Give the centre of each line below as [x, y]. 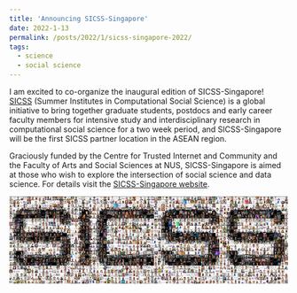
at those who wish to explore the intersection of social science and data [141, 174]
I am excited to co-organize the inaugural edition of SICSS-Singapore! [137, 92]
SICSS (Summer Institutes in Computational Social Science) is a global [137, 101]
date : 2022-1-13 [39, 28]
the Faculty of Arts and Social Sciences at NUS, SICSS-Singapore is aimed [145, 165]
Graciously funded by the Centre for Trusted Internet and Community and [143, 156]
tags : [19, 47]
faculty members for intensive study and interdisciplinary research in [135, 120]
